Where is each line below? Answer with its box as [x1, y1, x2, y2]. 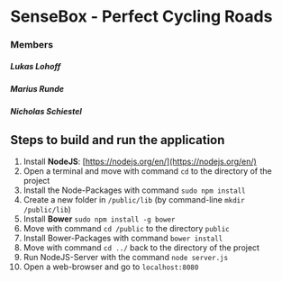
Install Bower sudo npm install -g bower [23, 213, 176, 224]
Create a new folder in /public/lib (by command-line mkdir [23, 195, 246, 205]
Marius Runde [10, 84, 65, 95]
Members [10, 39, 53, 51]
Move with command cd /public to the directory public [23, 223, 230, 234]
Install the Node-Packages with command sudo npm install [23, 185, 246, 195]
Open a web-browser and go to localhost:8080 [23, 261, 199, 272]
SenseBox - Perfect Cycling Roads [10, 6, 273, 27]
